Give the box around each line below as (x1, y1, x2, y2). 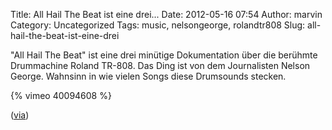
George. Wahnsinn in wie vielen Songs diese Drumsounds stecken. (10, 70, 287, 82)
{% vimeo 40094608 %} (10, 90, 112, 101)
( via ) (10, 109, 30, 121)
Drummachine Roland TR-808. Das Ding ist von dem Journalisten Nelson (10, 60, 311, 71)
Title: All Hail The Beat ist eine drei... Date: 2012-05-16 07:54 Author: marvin (10, 9, 323, 20)
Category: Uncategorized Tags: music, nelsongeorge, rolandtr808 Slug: (10, 19, 306, 31)
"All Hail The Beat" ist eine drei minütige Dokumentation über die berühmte (10, 49, 318, 61)
